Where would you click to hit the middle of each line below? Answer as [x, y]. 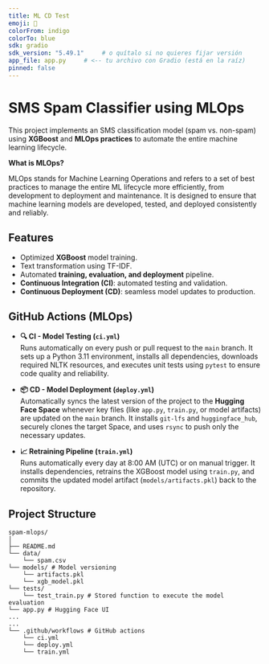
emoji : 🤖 [23, 23]
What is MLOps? [36, 162]
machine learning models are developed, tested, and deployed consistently [132, 204]
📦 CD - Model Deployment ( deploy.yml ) [87, 390]
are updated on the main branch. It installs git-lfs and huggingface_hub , [139, 418]
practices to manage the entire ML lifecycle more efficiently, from [116, 186]
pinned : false [32, 68]
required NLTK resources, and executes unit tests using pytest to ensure [140, 365]
